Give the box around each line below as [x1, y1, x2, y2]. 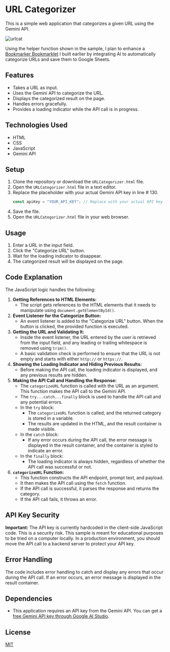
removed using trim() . [20, 345, 68, 351]
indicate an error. [27, 447, 64, 453]
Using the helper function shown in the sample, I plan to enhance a [5, 45, 145, 51]
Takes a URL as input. [12, 84, 58, 90]
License [5, 628, 31, 636]
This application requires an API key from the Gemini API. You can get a [12, 608, 162, 614]
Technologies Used [5, 121, 67, 130]
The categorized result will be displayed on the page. [12, 258, 124, 265]
